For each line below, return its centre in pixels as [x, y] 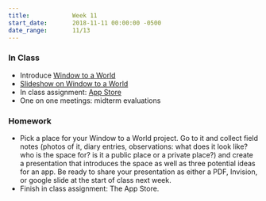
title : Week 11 [53, 15]
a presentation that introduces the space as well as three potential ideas [137, 163]
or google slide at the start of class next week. [96, 180]
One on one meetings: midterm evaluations [90, 100]
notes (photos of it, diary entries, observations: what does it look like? [134, 146]
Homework [30, 121]
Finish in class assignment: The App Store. [89, 188]
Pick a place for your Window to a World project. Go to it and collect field [139, 138]
